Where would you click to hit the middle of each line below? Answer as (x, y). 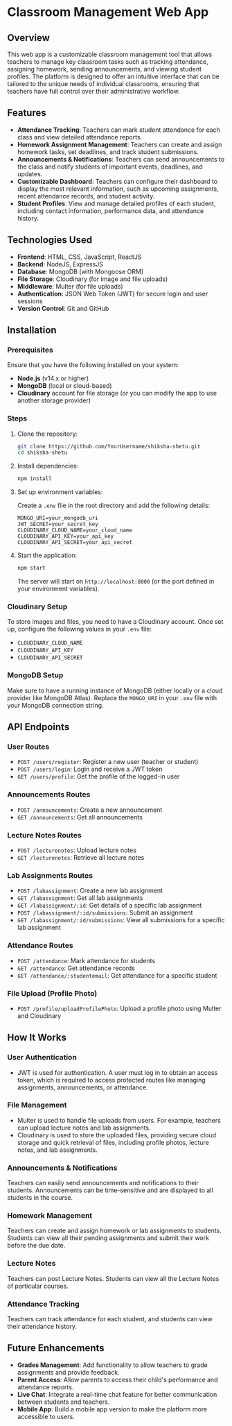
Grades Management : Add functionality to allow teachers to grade (112, 1365)
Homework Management (50, 1216)
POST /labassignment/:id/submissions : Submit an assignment (105, 913)
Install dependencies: (48, 466)
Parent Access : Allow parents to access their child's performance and (117, 1380)
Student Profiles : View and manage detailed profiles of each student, (116, 203)
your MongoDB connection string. (55, 705)
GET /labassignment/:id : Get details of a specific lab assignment (109, 906)
